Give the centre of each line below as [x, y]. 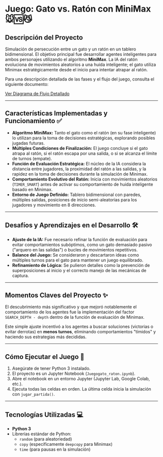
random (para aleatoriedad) [46, 439]
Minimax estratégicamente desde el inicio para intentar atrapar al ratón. [76, 70]
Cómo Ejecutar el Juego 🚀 [45, 357]
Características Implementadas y [56, 113]
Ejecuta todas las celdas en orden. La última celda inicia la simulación [81, 389]
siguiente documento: [27, 84]
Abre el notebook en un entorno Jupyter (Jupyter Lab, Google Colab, [81, 379]
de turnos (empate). [32, 158]
